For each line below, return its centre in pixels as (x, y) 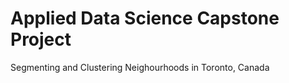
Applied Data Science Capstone (145, 18)
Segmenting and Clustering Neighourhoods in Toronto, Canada (140, 67)
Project (41, 39)
